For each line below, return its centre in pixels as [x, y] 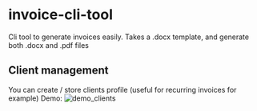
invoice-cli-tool [61, 15]
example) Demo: [35, 98]
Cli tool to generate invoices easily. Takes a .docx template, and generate [129, 37]
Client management [59, 71]
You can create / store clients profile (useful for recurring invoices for [122, 89]
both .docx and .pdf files [49, 45]
